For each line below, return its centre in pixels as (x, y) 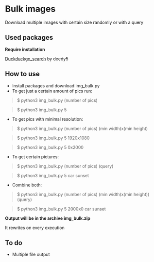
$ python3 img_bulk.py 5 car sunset (53, 175)
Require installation (25, 49)
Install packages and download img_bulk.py (56, 85)
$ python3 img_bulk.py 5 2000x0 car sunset (61, 209)
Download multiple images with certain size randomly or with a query (74, 22)
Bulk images (30, 9)
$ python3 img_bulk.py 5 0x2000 (50, 147)
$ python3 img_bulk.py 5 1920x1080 (53, 138)
